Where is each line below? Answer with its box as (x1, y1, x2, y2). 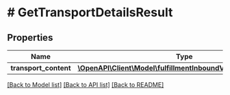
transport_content (10, 63, 71, 73)
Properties (7, 32, 53, 43)
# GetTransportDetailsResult (7, 5, 173, 20)
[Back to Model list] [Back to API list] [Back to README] (7, 81, 164, 89)
